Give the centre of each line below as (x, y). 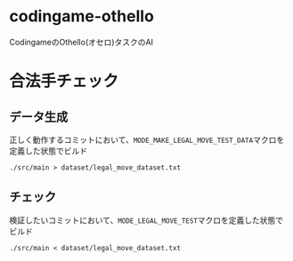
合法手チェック (64, 81)
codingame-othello (81, 16)
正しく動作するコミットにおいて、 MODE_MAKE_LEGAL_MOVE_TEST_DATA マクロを (147, 139)
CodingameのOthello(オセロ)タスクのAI (81, 42)
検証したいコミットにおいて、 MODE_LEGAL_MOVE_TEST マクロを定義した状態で (146, 220)
